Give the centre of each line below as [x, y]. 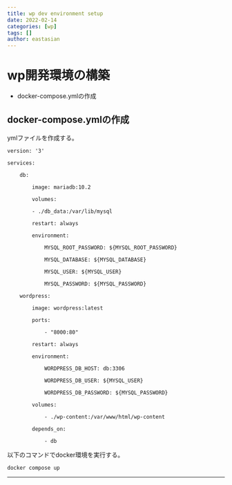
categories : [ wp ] [32, 26]
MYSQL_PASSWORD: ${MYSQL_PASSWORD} [95, 284]
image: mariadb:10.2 [61, 187]
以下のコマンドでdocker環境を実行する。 [66, 455]
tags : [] [20, 33]
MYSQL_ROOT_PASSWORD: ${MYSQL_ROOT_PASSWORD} [110, 247]
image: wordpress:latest [68, 308]
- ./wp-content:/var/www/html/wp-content [105, 417]
